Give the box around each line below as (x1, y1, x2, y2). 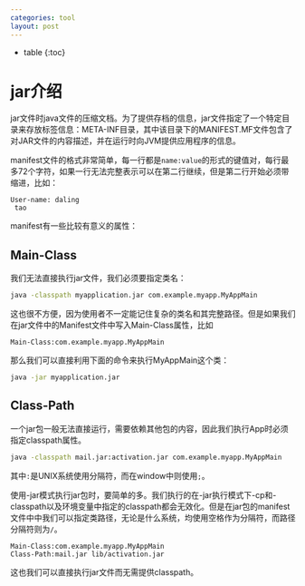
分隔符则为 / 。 (10, 523, 62, 534)
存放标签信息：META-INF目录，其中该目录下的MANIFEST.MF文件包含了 (25, 124, 293, 135)
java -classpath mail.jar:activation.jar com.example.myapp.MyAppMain (10, 453, 282, 462)
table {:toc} (23, 46, 66, 57)
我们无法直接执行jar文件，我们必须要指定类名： (10, 273, 186, 284)
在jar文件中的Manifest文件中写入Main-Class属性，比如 (10, 319, 214, 331)
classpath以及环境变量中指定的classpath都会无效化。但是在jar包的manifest (10, 501, 291, 512)
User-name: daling (10, 196, 80, 205)
